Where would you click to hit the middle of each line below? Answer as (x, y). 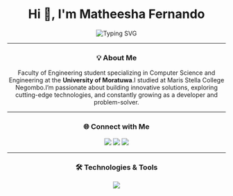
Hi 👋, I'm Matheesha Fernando (116, 14)
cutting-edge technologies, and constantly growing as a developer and (116, 95)
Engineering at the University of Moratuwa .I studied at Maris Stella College (116, 80)
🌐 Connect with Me (116, 127)
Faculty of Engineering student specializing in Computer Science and (116, 73)
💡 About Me (116, 57)
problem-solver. (116, 103)
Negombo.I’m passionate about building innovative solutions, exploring (116, 88)
